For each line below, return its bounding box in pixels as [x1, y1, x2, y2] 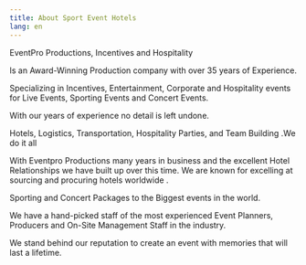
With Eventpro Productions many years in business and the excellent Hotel [9, 154, 290, 165]
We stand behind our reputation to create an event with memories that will [9, 237, 288, 248]
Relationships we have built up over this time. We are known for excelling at [9, 164, 293, 175]
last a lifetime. [9, 247, 62, 258]
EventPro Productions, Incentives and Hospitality [9, 47, 194, 58]
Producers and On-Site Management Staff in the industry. [9, 219, 227, 230]
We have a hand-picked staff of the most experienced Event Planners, [9, 209, 274, 220]
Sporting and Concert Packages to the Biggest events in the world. [9, 192, 261, 203]
